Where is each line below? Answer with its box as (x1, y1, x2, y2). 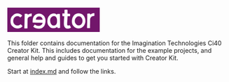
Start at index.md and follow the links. (7, 67, 116, 75)
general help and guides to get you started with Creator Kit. (7, 54, 179, 62)
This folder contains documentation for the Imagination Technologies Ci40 (7, 39, 222, 47)
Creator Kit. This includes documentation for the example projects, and (7, 47, 212, 54)
